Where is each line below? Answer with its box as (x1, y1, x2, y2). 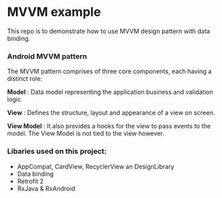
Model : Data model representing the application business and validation (7, 88, 214, 97)
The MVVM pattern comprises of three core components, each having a (7, 67, 212, 76)
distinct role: (7, 75, 43, 83)
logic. (7, 95, 23, 103)
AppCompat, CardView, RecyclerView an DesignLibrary (17, 162, 174, 170)
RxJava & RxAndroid (17, 184, 76, 192)
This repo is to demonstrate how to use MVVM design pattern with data (7, 27, 210, 35)
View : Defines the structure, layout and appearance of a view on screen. (7, 108, 215, 117)
